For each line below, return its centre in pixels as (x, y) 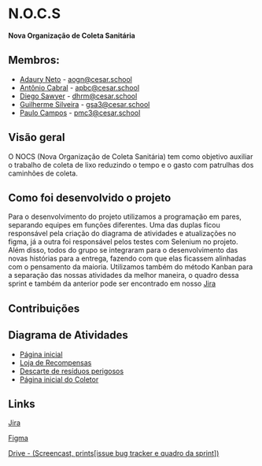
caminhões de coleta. (43, 173)
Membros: (34, 60)
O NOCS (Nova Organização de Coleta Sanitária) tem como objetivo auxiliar (131, 156)
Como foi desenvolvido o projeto (90, 198)
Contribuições (44, 308)
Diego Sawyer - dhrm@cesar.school (78, 96)
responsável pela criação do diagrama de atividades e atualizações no (122, 234)
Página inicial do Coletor (59, 379)
